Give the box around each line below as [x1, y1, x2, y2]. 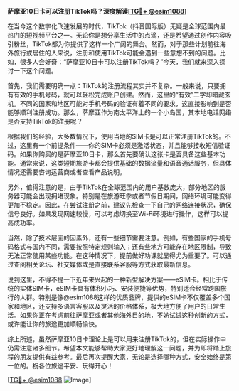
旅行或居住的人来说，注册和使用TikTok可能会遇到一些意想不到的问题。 [13, 49, 221, 57]
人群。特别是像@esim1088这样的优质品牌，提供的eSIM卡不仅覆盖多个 [19, 293, 225, 301]
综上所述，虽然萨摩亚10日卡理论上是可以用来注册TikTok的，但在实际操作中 [7, 335, 226, 343]
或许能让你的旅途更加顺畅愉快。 [7, 320, 101, 328]
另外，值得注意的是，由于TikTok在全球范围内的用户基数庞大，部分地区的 [7, 183, 221, 191]
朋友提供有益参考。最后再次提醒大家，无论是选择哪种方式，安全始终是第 [19, 353, 232, 361]
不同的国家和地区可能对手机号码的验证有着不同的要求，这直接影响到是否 [19, 100, 232, 107]
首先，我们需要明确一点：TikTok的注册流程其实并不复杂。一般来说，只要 [7, 82, 221, 90]
